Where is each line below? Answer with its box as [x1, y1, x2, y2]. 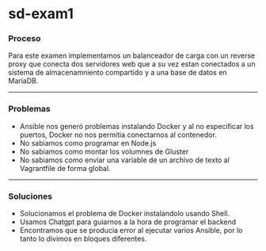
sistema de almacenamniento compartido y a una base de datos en [8, 68, 227, 78]
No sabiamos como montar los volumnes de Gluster [19, 146, 189, 156]
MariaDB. [8, 76, 39, 86]
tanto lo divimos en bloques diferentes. [19, 234, 147, 244]
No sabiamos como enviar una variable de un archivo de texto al [19, 155, 230, 165]
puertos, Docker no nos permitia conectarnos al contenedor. [19, 130, 218, 139]
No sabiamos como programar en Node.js [19, 138, 157, 147]
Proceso [8, 33, 41, 44]
